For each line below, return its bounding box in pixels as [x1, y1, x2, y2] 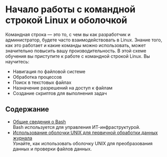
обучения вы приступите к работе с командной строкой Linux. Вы [5, 53, 150, 59]
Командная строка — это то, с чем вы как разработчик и [5, 31, 131, 37]
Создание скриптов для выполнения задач [12, 90, 107, 96]
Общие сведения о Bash [12, 119, 66, 125]
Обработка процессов [12, 74, 62, 80]
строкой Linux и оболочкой [5, 14, 128, 26]
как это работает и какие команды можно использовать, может [5, 42, 146, 48]
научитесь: [5, 58, 30, 64]
